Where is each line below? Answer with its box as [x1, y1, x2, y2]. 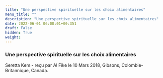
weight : [5, 35, 21, 40]
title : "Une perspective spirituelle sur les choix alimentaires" [5, 7, 146, 12]
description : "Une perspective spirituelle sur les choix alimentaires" [5, 16, 159, 21]
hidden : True [5, 30, 32, 35]
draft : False [5, 26, 32, 31]
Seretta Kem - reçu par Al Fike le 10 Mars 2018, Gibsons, [5, 62, 121, 68]
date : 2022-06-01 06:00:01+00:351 [5, 21, 77, 26]
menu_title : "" [5, 12, 37, 17]
